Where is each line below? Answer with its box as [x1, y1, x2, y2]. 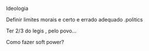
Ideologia [6, 5, 29, 12]
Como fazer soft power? [6, 39, 64, 45]
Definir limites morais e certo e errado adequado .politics [6, 16, 143, 23]
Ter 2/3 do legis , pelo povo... [6, 27, 77, 34]
